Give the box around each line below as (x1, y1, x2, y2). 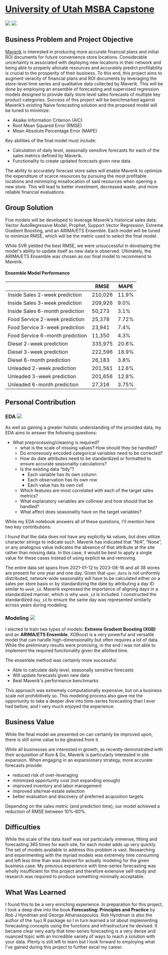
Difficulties (5, 822, 41, 831)
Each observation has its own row (27, 477, 98, 483)
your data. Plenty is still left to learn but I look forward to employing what (5, 939, 155, 945)
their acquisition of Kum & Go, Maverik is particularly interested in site (5, 752, 149, 758)
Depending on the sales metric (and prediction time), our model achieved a (5, 803, 160, 809)
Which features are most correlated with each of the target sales (20, 488, 154, 494)
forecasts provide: (5, 762, 43, 768)
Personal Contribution (5, 398, 76, 407)
